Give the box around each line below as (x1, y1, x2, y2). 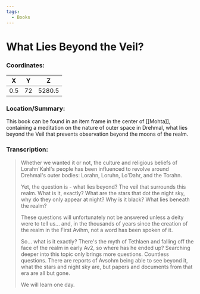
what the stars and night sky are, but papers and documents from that (20, 263, 193, 270)
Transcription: (6, 145, 49, 154)
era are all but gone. (20, 269, 70, 277)
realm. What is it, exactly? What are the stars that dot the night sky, (20, 189, 186, 196)
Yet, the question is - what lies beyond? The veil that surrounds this (20, 183, 186, 190)
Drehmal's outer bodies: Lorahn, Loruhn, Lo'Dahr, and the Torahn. (20, 171, 183, 179)
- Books (11, 14, 31, 20)
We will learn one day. (20, 281, 76, 288)
